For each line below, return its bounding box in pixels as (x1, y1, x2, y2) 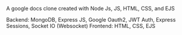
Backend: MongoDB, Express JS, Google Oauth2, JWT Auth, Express (6, 16, 176, 23)
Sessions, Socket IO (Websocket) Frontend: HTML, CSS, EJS (6, 23, 156, 29)
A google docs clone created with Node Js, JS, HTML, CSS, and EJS (6, 5, 175, 12)
